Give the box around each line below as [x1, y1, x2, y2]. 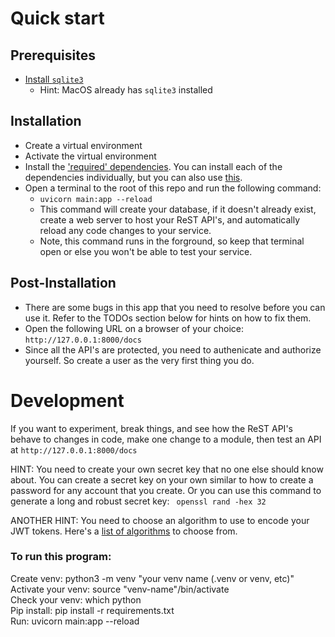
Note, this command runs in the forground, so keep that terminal [39, 235, 305, 247]
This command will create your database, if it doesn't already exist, [39, 203, 317, 215]
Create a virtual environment [24, 139, 143, 151]
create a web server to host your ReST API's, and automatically [39, 213, 301, 226]
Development [10, 389, 125, 412]
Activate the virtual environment [24, 150, 157, 162]
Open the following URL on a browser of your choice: [24, 322, 245, 334]
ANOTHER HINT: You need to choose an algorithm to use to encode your [10, 514, 310, 526]
